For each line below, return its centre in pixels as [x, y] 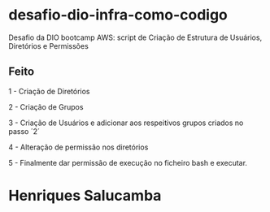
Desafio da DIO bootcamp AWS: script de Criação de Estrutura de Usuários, [135, 37]
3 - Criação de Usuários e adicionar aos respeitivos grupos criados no [126, 123]
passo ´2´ [24, 131]
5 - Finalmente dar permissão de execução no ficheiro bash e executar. [128, 162]
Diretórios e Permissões [49, 45]
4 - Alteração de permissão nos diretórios [78, 147]
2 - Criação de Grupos [46, 106]
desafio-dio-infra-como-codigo [118, 15]
